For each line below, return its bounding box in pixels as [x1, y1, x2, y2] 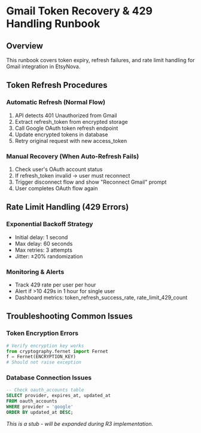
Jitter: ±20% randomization [14, 252, 83, 260]
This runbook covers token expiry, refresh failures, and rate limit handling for [6, 57, 195, 63]
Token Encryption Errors [6, 329, 79, 337]
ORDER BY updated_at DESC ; [6, 409, 74, 415]
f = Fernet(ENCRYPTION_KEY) [6, 354, 77, 360]
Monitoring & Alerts [6, 267, 65, 276]
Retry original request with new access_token [14, 137, 127, 144]
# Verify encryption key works [6, 343, 84, 349]
